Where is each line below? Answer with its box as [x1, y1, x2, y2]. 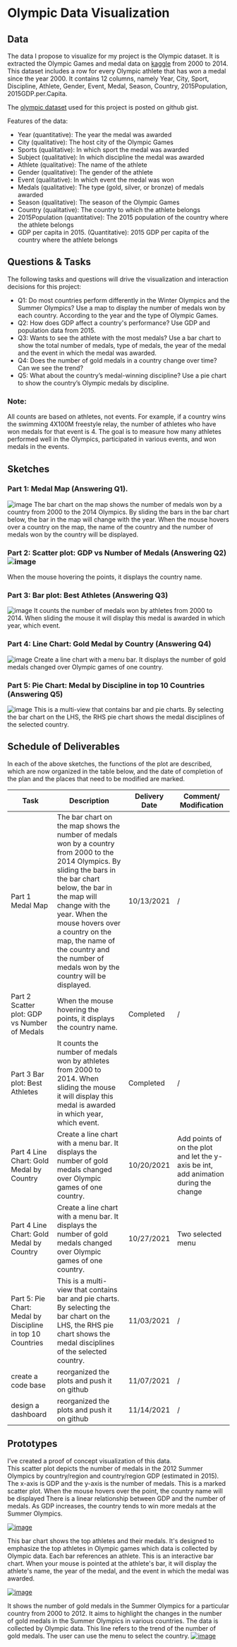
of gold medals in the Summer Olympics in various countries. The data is [7, 1617, 219, 1625]
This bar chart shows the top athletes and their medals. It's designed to [7, 1536, 214, 1545]
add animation [177, 1168, 224, 1178]
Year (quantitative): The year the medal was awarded [17, 131, 172, 139]
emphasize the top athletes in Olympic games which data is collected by [7, 1544, 217, 1552]
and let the [177, 1151, 213, 1161]
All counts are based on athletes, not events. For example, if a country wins [7, 412, 226, 421]
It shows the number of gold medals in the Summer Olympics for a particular [7, 1601, 230, 1610]
